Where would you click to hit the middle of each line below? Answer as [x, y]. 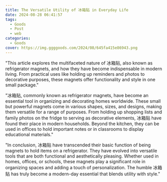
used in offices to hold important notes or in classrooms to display [75, 129]
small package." [22, 85]
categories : [18, 39]
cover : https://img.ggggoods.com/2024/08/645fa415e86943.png [72, 48]
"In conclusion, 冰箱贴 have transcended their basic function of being [78, 145]
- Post [17, 29]
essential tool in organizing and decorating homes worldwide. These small [83, 101]
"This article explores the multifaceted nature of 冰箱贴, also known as [79, 63]
